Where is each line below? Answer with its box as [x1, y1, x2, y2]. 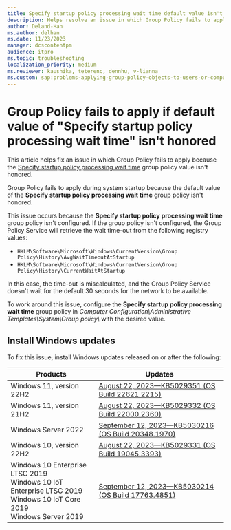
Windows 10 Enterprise [10, 460, 87, 470]
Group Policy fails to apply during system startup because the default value [7, 184, 221, 192]
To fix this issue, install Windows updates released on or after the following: [7, 353, 221, 361]
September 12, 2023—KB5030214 [98, 482, 214, 491]
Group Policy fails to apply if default [7, 104, 215, 119]
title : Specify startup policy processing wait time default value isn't [7, 10, 223, 17]
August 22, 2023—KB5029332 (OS [98, 401, 216, 410]
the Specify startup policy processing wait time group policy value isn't [7, 163, 208, 171]
